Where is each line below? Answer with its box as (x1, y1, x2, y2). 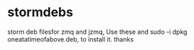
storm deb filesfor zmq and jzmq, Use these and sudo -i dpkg (7, 27, 188, 36)
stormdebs (7, 4, 73, 20)
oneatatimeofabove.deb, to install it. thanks (7, 35, 134, 43)
